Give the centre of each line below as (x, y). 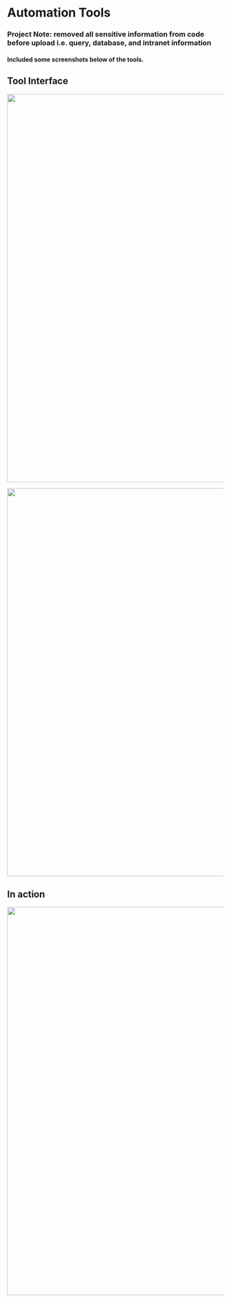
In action (26, 894)
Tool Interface (38, 81)
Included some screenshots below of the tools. (76, 59)
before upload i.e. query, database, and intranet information (109, 43)
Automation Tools (59, 13)
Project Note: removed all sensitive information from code (106, 34)
